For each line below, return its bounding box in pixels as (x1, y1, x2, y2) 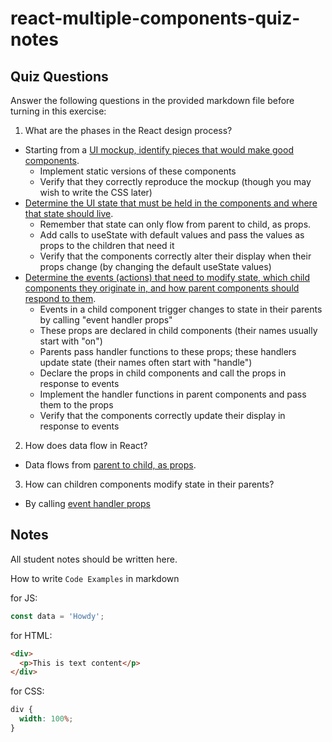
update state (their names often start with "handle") (39, 357, 253, 368)
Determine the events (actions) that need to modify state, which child (24, 272, 311, 283)
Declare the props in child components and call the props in (39, 367, 287, 379)
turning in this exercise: (10, 105, 107, 117)
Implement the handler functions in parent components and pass (39, 388, 307, 400)
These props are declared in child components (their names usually (39, 325, 318, 336)
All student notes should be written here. (10, 553, 178, 565)
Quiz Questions (10, 68, 109, 85)
